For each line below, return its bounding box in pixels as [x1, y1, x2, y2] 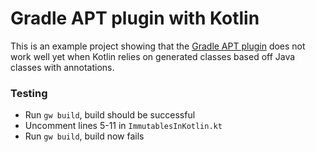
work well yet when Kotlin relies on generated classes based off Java [10, 50, 296, 62]
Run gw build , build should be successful [24, 109, 196, 121]
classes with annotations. [10, 61, 115, 73]
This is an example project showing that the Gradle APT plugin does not [10, 40, 306, 52]
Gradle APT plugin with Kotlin [10, 7, 260, 30]
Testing [10, 86, 48, 100]
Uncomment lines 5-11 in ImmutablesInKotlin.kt [24, 120, 223, 132]
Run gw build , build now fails [24, 130, 145, 142]
